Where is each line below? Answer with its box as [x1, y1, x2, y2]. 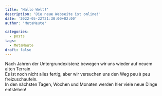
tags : [5, 38, 16, 44]
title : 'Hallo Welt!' [5, 7, 49, 12]
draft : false [5, 47, 32, 52]
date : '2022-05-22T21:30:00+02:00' [5, 16, 77, 21]
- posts [9, 34, 25, 39]
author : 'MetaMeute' [5, 20, 47, 26]
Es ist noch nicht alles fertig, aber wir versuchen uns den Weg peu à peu [5, 71, 151, 77]
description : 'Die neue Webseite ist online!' [5, 12, 101, 16]
